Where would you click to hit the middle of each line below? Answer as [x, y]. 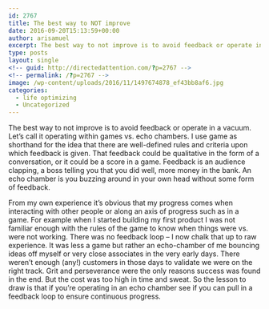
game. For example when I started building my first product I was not [122, 220]
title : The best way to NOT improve [69, 23]
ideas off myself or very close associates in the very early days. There [124, 254]
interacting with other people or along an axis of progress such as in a [124, 211]
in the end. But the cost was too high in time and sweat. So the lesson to [127, 279]
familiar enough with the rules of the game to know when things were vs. [128, 228]
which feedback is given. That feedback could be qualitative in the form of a [134, 154]
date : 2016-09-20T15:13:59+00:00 [64, 30]
